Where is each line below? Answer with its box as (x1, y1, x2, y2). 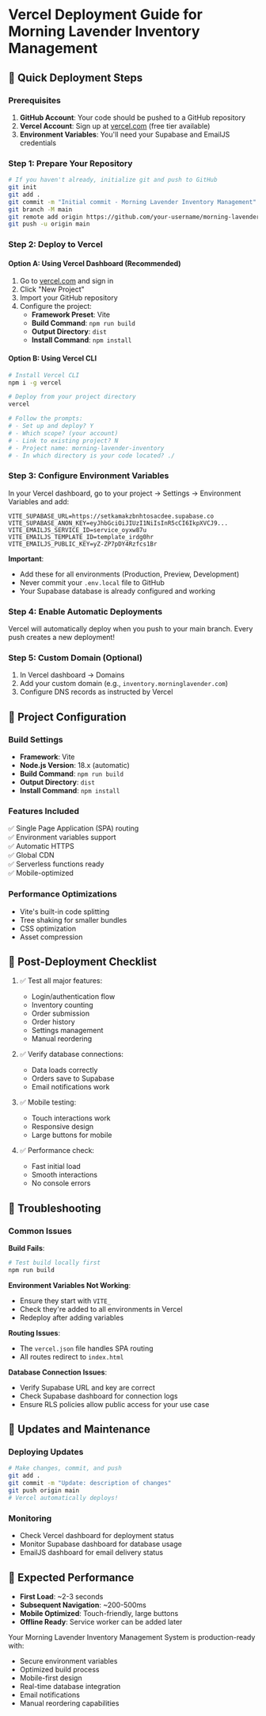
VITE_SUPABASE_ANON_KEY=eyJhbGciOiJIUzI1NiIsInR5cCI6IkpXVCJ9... (8, 519, 228, 527)
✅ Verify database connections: (19, 1050, 124, 1059)
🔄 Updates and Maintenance (8, 1423, 150, 1436)
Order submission (31, 1008, 90, 1018)
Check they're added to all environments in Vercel (19, 1304, 184, 1313)
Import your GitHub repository (19, 293, 119, 303)
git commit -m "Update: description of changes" (8, 1479, 172, 1487)
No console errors (31, 1178, 91, 1188)
